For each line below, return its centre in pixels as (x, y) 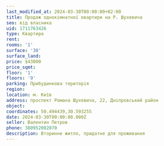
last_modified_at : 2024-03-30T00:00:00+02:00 (64, 12)
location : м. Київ (29, 95)
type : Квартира (25, 34)
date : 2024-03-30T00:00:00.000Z (46, 117)
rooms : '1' (20, 45)
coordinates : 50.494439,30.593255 (49, 111)
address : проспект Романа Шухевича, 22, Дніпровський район (83, 100)
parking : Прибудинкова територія (48, 84)
